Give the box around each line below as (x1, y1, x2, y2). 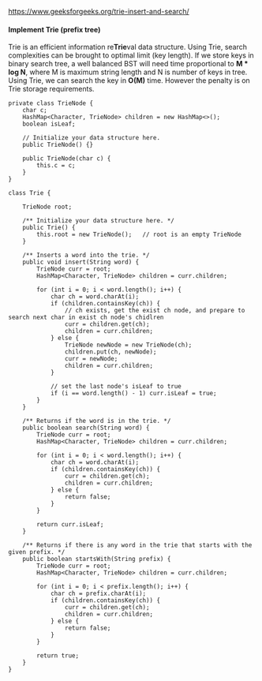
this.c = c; (36, 162, 77, 170)
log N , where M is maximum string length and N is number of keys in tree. (8, 67, 248, 77)
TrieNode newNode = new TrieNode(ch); (64, 341, 193, 350)
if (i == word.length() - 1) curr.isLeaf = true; (50, 390, 217, 398)
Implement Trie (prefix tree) (8, 24, 101, 34)
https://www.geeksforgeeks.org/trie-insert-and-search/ (8, 7, 189, 16)
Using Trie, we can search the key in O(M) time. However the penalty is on (8, 76, 250, 85)
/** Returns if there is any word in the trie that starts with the (22, 541, 253, 549)
